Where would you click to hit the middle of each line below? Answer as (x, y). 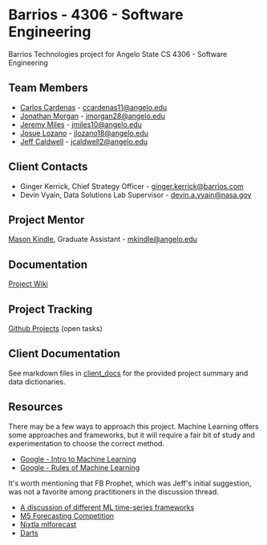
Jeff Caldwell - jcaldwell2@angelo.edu (84, 141)
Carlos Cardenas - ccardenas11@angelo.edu (93, 107)
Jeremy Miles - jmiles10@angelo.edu (81, 124)
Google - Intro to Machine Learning (78, 459)
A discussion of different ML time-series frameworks (107, 507)
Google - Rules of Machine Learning (80, 467)
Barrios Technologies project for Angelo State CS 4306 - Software (118, 54)
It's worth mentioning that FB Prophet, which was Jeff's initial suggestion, (130, 483)
